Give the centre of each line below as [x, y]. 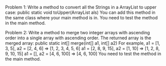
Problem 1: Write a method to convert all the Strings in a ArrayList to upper [81, 7]
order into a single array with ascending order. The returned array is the [78, 38]
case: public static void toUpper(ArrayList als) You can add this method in [80, 12]
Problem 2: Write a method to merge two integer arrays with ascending [78, 33]
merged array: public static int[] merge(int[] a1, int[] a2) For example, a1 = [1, [83, 43]
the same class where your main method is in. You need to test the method [81, 18]
